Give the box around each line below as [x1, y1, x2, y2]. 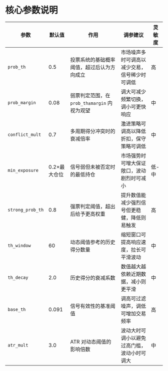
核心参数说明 [5, 5, 58, 16]
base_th [7, 306, 26, 312]
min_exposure [7, 167, 39, 173]
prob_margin [7, 100, 36, 105]
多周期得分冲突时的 [70, 127, 116, 134]
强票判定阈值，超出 [70, 203, 116, 210]
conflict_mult [7, 131, 41, 137]
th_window [7, 243, 31, 248]
